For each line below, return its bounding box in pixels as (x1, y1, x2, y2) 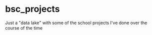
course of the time (5, 25, 43, 31)
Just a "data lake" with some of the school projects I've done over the (5, 20, 148, 26)
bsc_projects (5, 3, 60, 15)
